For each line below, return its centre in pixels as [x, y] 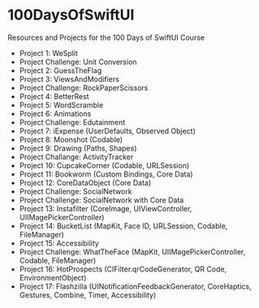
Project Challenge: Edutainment [72, 122]
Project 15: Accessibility [59, 243]
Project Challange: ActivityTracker [76, 157]
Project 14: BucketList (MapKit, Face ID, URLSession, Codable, [123, 226]
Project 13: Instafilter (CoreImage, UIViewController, [106, 208]
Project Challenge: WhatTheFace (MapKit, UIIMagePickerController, [132, 252]
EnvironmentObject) [53, 277]
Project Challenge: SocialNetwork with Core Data [101, 200]
